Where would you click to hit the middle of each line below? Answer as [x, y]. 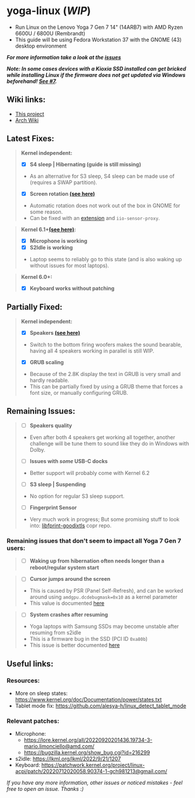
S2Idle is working [51, 247]
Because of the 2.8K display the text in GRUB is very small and [105, 374]
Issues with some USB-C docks [69, 461]
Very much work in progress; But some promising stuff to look [105, 519]
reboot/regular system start [64, 568]
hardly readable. [49, 380]
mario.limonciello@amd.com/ [59, 746]
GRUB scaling [47, 362]
